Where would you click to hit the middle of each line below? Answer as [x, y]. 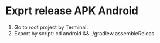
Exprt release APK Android [72, 11]
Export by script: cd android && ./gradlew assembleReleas [84, 33]
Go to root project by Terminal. [51, 27]
